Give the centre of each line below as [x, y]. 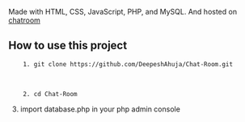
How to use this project [68, 46]
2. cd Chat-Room [51, 94]
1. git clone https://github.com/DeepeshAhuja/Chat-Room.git [128, 64]
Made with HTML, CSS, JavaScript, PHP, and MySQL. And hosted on [122, 12]
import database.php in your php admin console [100, 109]
